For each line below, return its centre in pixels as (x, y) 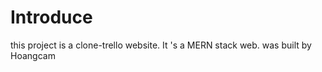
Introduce (51, 17)
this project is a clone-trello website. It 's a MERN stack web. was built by (161, 45)
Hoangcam (33, 55)
